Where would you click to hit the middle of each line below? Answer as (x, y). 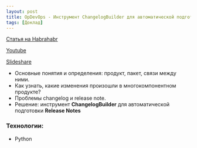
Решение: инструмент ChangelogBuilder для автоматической (92, 105)
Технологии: (25, 126)
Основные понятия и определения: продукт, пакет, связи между (96, 73)
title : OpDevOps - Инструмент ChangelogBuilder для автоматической (90, 17)
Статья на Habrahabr (32, 39)
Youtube (16, 51)
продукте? (28, 92)
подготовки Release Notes (47, 111)
